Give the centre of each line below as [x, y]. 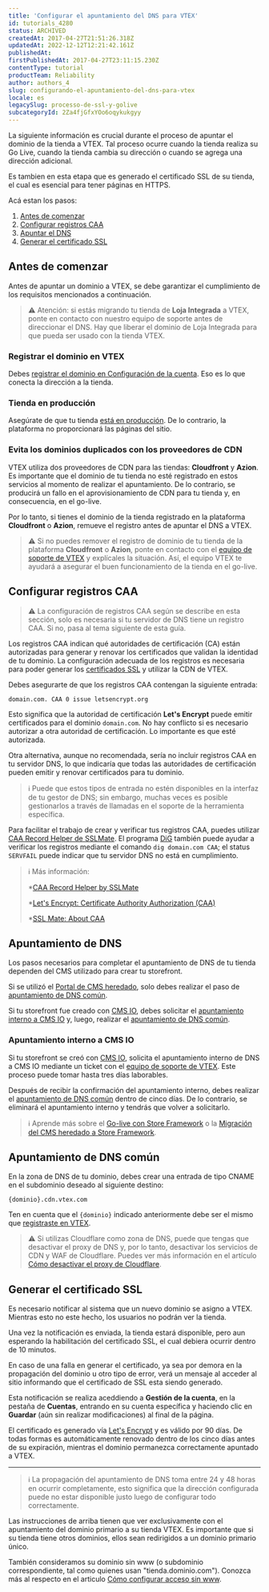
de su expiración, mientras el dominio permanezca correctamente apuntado [133, 1448]
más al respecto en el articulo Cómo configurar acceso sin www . [115, 1579]
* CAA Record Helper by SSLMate [83, 887]
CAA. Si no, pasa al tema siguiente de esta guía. [107, 628]
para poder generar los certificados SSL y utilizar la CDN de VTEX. [118, 669]
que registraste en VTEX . [50, 1223]
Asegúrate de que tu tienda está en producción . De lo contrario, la [117, 421]
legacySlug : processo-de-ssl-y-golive [73, 105]
